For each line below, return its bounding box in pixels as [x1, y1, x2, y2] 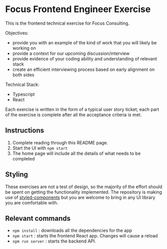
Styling [5, 170, 29, 179]
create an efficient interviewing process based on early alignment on [12, 66, 155, 72]
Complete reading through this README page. [12, 139, 108, 145]
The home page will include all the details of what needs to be [12, 150, 141, 156]
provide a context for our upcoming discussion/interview [12, 50, 130, 56]
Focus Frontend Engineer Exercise [5, 4, 151, 15]
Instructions [5, 126, 44, 135]
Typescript [12, 91, 35, 97]
